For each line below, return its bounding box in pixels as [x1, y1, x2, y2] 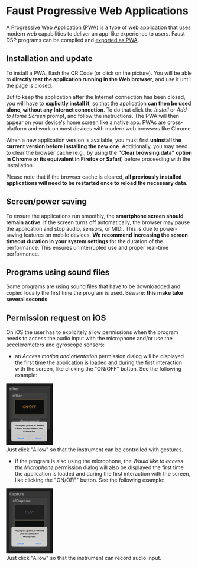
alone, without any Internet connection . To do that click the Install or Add [6, 106, 187, 113]
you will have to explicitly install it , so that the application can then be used [6, 100, 191, 107]
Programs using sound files [6, 267, 110, 277]
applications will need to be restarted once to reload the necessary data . [6, 179, 188, 186]
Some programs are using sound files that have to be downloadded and [6, 283, 181, 290]
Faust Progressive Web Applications [6, 4, 189, 18]
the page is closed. [6, 82, 53, 89]
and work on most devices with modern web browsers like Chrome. [27, 125, 193, 132]
